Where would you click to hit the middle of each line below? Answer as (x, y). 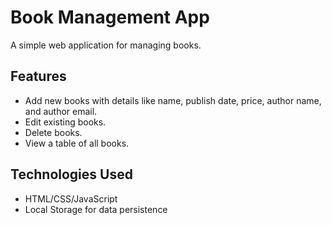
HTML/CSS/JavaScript (71, 198)
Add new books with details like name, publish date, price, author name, (173, 100)
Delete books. (53, 132)
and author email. (61, 111)
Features (38, 76)
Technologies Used (71, 174)
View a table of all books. (77, 143)
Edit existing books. (65, 122)
